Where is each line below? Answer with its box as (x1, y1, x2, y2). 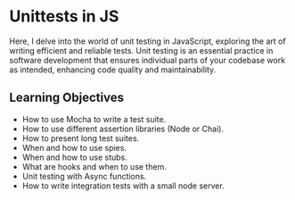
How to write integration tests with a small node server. (21, 180, 225, 191)
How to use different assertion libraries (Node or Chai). (21, 123, 225, 134)
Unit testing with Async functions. (21, 171, 147, 181)
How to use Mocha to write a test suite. (21, 113, 167, 124)
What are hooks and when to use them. (21, 161, 167, 171)
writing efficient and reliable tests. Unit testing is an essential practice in (9, 45, 274, 55)
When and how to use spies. (21, 142, 127, 153)
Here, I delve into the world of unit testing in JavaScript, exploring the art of (9, 36, 287, 46)
